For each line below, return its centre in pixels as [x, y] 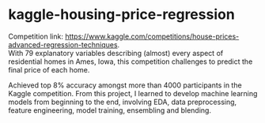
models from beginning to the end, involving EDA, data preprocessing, [123, 102]
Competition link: [36, 36]
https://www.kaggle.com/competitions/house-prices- [152, 36]
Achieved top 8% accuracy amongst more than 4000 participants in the [125, 85]
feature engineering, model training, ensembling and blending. [110, 110]
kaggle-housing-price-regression [121, 15]
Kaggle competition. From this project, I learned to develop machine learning [133, 93]
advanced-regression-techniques [63, 44]
